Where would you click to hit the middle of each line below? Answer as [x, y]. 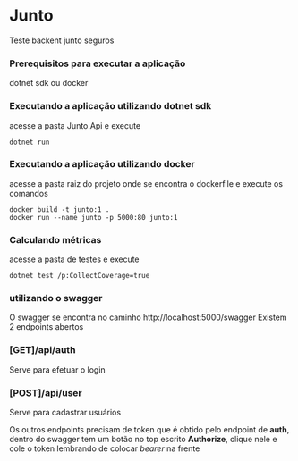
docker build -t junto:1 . [60, 210]
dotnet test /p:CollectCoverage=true [80, 276]
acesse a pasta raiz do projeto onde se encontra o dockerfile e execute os [146, 183]
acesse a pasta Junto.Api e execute [75, 125]
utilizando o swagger [56, 298]
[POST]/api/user [46, 392]
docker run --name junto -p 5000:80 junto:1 [94, 217]
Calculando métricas [55, 239]
